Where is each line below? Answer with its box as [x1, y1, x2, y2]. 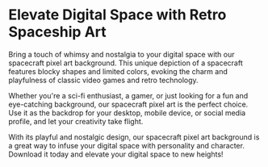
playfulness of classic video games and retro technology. [8, 75, 199, 85]
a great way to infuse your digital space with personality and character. [8, 140, 245, 150]
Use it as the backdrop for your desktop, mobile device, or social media [8, 107, 246, 118]
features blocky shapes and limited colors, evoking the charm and [8, 66, 228, 76]
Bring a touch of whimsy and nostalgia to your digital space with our [8, 49, 236, 59]
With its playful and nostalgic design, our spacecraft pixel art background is [8, 132, 260, 142]
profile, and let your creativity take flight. [8, 116, 144, 126]
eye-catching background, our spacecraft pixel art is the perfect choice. [8, 99, 249, 109]
